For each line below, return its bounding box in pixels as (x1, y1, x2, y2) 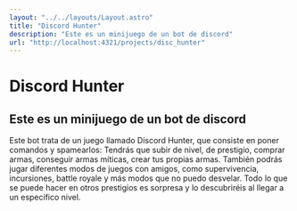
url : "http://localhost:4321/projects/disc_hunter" (9, 37, 205, 47)
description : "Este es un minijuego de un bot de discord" (9, 29, 234, 38)
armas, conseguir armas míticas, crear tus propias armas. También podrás (9, 154, 283, 165)
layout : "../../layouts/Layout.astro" (9, 12, 153, 22)
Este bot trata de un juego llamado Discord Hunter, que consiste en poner (9, 135, 279, 146)
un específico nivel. (9, 192, 81, 203)
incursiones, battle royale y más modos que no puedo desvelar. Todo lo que (9, 173, 288, 183)
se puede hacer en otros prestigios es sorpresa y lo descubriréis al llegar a (9, 183, 285, 193)
